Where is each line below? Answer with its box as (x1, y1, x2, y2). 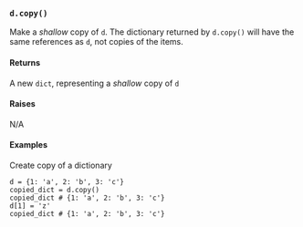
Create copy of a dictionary (9, 160, 112, 170)
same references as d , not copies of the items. (9, 36, 184, 47)
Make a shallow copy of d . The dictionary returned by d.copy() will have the (9, 26, 295, 37)
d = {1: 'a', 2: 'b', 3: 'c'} (9, 177, 125, 186)
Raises (9, 98, 37, 109)
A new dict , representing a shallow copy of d (9, 77, 180, 88)
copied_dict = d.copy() (9, 185, 100, 194)
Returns (9, 57, 41, 67)
